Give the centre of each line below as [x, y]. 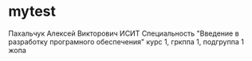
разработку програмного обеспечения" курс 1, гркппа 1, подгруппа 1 [126, 41]
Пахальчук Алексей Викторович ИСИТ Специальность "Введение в [124, 33]
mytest [32, 11]
